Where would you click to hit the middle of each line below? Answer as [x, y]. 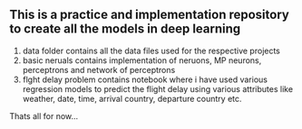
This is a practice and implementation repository [150, 15]
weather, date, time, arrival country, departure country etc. [132, 98]
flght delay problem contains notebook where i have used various [145, 79]
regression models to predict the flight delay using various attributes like [157, 88]
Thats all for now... [44, 115]
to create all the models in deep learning [125, 29]
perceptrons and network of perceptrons [99, 69]
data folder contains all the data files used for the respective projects [151, 51]
